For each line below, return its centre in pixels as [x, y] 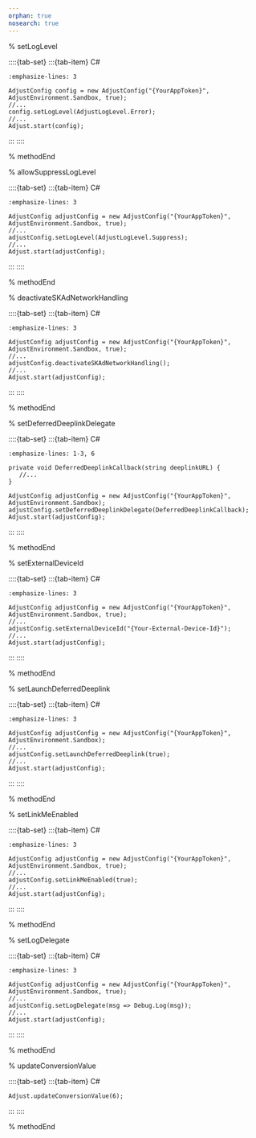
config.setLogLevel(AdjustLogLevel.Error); [82, 112]
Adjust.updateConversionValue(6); [66, 1096]
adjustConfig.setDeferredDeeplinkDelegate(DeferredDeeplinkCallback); [129, 510]
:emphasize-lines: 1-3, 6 [51, 454]
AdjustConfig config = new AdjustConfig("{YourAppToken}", [109, 90]
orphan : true [30, 16]
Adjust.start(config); [46, 125]
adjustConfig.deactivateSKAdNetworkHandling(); [89, 363]
